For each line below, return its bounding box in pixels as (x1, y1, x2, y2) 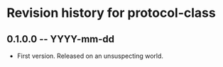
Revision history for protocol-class (6, 5, 216, 21)
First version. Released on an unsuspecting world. (16, 51, 164, 60)
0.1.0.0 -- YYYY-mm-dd (6, 33, 115, 45)
